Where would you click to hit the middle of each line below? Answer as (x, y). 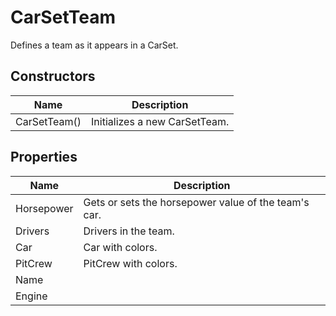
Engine (31, 296)
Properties (44, 157)
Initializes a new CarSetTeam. (160, 121)
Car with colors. (120, 247)
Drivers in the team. (129, 231)
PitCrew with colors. (130, 263)
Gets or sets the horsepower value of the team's (196, 202)
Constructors (53, 76)
